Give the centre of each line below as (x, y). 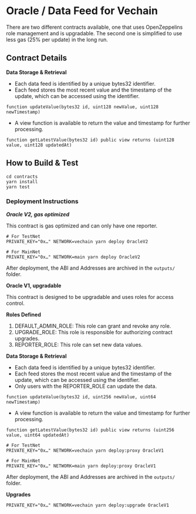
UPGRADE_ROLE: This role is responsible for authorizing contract (94, 332)
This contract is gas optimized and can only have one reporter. (82, 226)
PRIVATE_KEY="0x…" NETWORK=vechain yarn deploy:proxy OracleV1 (85, 451)
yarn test (18, 187)
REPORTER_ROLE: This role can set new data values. (78, 344)
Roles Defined (23, 314)
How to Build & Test (42, 163)
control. (16, 303)
